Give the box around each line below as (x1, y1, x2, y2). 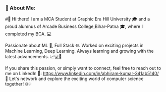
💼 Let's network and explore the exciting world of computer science (5, 76, 144, 82)
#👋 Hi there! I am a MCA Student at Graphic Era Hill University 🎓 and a (5, 16, 150, 22)
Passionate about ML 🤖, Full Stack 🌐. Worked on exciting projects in (5, 42, 144, 49)
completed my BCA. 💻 (5, 31, 52, 37)
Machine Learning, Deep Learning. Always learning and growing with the (5, 48, 154, 54)
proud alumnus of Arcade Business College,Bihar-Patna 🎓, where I (5, 23, 143, 29)
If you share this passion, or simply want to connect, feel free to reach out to (5, 65, 161, 71)
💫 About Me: (5, 4, 36, 11)
